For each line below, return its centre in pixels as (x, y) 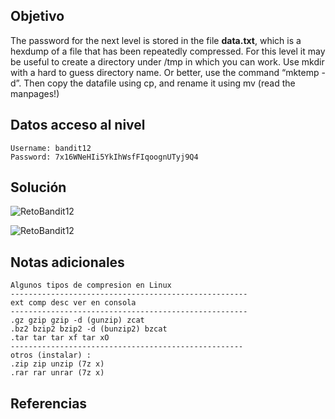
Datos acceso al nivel (78, 125)
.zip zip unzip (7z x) (57, 364)
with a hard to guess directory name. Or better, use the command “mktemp (165, 72)
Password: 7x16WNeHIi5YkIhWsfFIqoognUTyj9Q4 (104, 157)
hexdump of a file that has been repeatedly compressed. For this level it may (168, 51)
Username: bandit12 (51, 148)
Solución (38, 187)
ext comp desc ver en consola (73, 303)
